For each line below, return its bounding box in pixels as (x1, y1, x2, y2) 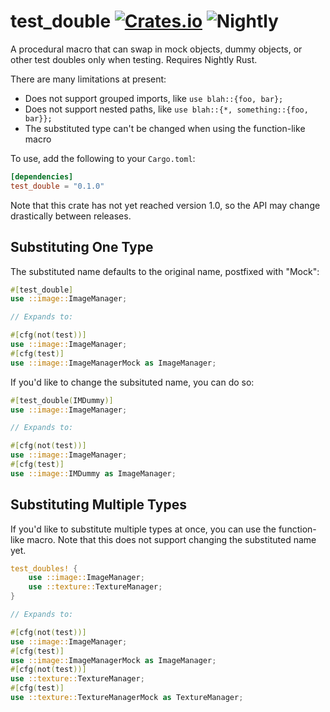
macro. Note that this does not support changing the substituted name (26, 533, 317, 545)
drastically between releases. (10, 210, 132, 222)
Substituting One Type (10, 239, 154, 256)
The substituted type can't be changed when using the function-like (24, 122, 306, 134)
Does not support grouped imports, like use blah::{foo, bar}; (24, 92, 284, 104)
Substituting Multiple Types (10, 496, 187, 514)
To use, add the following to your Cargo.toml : (10, 152, 196, 164)
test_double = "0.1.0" (10, 181, 105, 191)
